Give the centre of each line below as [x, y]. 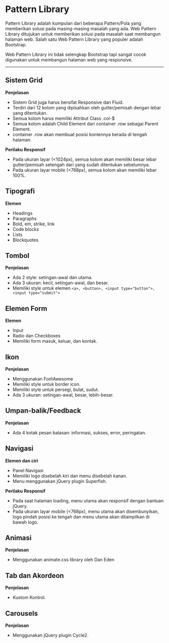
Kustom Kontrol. [29, 598]
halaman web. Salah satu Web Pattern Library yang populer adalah [74, 39]
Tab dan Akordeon [35, 575]
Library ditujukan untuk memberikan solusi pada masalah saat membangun [83, 34]
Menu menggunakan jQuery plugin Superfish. [60, 481]
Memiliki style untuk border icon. [46, 384]
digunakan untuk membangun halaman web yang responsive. [69, 59]
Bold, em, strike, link [33, 224]
